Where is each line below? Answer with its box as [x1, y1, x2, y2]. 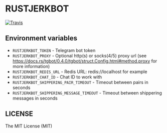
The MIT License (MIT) [5, 123, 53, 129]
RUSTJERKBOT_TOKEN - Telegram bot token [12, 47, 96, 53]
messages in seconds [12, 95, 58, 101]
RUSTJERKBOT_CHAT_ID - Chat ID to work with [12, 73, 102, 80]
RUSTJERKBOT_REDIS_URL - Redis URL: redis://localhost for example [12, 68, 147, 74]
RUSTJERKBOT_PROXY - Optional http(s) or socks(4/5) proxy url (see [12, 52, 147, 58]
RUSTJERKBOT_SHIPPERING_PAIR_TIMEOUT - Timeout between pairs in [12, 79, 149, 85]
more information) [12, 63, 50, 69]
